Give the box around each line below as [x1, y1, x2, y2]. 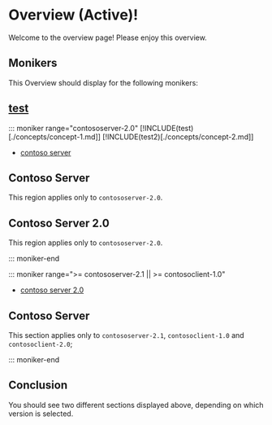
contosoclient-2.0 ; [8, 340, 73, 348]
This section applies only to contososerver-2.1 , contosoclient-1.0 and [8, 331, 245, 340]
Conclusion [8, 379, 68, 392]
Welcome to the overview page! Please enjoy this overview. [8, 33, 207, 42]
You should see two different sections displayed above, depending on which [8, 400, 264, 410]
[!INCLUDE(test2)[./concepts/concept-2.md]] [102, 132, 254, 142]
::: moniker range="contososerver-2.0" [8, 123, 139, 133]
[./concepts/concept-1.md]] [8, 132, 101, 142]
